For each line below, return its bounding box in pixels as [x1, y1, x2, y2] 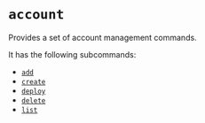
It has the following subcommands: [8, 49, 137, 59]
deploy [20, 87, 46, 96]
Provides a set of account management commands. [8, 32, 197, 42]
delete [20, 96, 46, 105]
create [20, 77, 46, 86]
